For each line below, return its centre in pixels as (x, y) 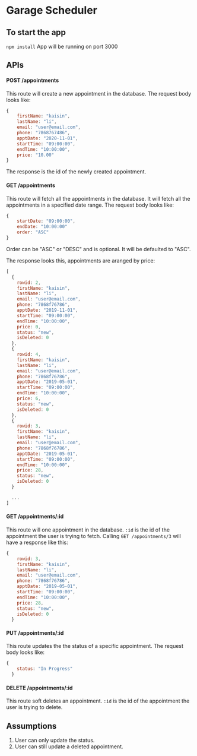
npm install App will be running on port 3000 (62, 46)
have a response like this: (37, 542)
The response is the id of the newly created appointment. (76, 172)
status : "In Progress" (45, 669)
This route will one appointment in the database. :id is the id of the (88, 530)
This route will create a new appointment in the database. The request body (99, 93)
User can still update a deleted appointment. (69, 746)
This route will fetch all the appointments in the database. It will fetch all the (98, 198)
